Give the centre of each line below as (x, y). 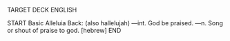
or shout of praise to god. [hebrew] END (64, 30)
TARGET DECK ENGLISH (42, 10)
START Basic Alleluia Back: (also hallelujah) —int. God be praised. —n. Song (115, 23)
